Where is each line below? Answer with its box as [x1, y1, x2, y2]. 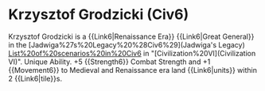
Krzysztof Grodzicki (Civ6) [8, 6, 189, 24]
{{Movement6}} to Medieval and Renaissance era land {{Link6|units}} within [8, 65, 257, 74]
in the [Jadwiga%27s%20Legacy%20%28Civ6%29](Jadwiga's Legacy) [8, 40, 245, 49]
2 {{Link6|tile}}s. [8, 74, 62, 83]
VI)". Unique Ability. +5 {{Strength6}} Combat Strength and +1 [8, 57, 211, 66]
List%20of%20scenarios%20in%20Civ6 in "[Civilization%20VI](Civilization [8, 48, 256, 58]
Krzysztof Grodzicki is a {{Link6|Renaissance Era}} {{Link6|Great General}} [8, 32, 255, 41]
